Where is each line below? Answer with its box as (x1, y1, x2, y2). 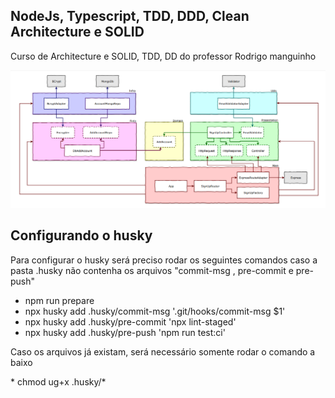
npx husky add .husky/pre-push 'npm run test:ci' (24, 326, 226, 338)
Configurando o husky (10, 227, 153, 244)
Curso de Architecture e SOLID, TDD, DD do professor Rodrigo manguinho (10, 50, 317, 62)
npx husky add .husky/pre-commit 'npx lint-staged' (24, 315, 237, 328)
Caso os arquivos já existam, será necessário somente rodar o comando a (10, 345, 316, 358)
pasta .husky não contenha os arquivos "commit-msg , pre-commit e (10, 264, 294, 276)
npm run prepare (24, 294, 95, 306)
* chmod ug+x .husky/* (10, 375, 107, 388)
